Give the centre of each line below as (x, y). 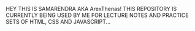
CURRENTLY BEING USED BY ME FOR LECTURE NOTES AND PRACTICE (97, 15)
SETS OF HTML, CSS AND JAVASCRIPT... (58, 22)
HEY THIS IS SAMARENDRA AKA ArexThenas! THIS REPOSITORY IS (91, 9)
